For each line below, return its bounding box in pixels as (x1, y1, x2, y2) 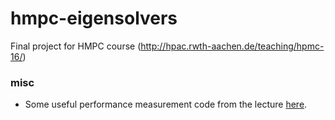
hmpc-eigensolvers (10, 7, 178, 30)
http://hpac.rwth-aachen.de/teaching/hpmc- (140, 40, 325, 52)
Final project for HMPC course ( (10, 40, 142, 52)
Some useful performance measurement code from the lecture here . (24, 98, 308, 111)
